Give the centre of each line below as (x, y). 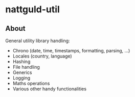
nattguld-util (32, 9)
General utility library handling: (38, 41)
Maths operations (31, 83)
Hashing (21, 62)
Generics (22, 72)
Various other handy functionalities (50, 89)
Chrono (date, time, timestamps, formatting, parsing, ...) (71, 51)
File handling (26, 67)
